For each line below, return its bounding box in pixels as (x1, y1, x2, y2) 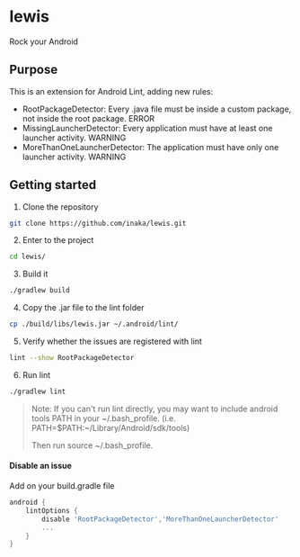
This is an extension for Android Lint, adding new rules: (9, 85, 214, 96)
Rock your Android (9, 36, 79, 47)
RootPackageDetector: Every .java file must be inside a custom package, (22, 103, 292, 114)
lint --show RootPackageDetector (9, 354, 135, 363)
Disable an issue (9, 461, 72, 472)
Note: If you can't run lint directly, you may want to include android (31, 403, 278, 414)
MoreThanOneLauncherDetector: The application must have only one (22, 141, 279, 152)
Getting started (9, 177, 97, 193)
